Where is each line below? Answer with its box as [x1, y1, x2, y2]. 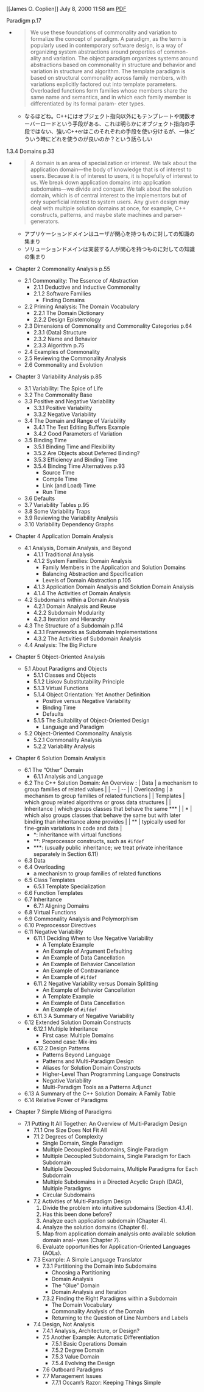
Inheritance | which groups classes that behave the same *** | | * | [24, 805, 192, 812]
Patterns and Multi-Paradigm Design [42, 1058, 134, 1065]
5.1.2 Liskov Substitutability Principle [33, 678, 125, 685]
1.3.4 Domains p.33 [6, 147, 55, 155]
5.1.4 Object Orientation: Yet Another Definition [33, 691, 151, 698]
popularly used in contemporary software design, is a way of [30, 42, 183, 49]
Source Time [42, 469, 75, 476]
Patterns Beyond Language [42, 1051, 111, 1058]
